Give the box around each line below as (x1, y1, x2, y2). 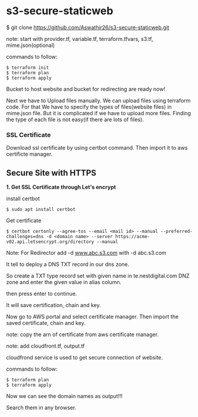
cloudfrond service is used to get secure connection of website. (6, 354, 164, 361)
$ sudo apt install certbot (6, 207, 76, 213)
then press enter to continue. (6, 290, 77, 298)
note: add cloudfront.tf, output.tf (6, 343, 85, 350)
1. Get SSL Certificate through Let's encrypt (6, 184, 116, 191)
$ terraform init (6, 64, 49, 71)
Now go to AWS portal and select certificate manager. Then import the (6, 313, 179, 320)
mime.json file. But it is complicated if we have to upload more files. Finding (6, 109, 191, 116)
